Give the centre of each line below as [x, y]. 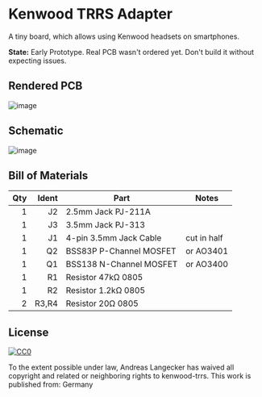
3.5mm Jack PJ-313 [105, 225]
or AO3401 [206, 251]
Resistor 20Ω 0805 [102, 303]
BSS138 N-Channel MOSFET [122, 265]
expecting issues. [37, 61]
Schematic [36, 131]
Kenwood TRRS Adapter [91, 14]
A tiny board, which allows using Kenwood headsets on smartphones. [124, 36]
